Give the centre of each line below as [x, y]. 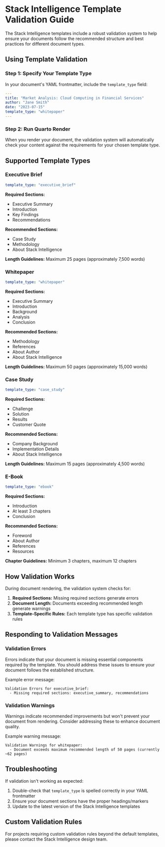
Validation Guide [40, 20]
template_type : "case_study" [35, 390]
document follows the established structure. [50, 670]
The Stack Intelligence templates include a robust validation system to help [81, 33]
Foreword [22, 536]
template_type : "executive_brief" [41, 185]
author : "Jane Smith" [27, 102]
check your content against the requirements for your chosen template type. [82, 145]
